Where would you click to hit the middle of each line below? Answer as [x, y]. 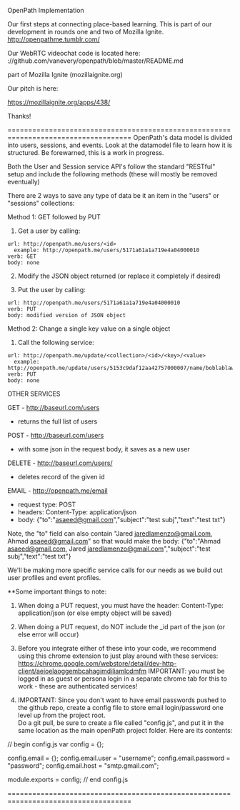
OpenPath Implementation [46, 10]
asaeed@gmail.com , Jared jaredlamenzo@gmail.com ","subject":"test [109, 549]
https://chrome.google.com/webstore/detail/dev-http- [97, 663]
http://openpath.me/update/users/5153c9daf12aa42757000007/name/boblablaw [121, 368]
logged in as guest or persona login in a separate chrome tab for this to [122, 679]
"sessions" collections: [41, 203]
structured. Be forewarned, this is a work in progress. [86, 152]
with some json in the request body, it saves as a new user [104, 449]
